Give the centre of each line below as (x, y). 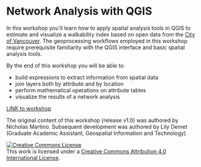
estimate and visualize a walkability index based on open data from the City (101, 34)
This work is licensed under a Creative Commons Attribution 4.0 (87, 151)
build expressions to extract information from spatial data (87, 77)
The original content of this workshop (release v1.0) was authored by (92, 120)
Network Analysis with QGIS (79, 11)
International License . (33, 158)
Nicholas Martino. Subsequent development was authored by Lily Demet (97, 126)
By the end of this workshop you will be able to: (66, 66)
